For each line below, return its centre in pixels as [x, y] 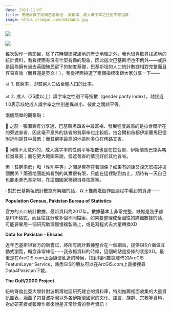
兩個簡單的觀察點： [26, 115]
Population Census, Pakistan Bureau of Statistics [58, 201]
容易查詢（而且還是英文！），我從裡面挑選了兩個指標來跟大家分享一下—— [83, 73]
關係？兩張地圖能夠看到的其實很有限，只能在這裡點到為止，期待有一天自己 [88, 173]
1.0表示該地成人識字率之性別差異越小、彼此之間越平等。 [64, 104]
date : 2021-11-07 [24, 10]
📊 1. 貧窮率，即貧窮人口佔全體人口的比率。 [51, 84]
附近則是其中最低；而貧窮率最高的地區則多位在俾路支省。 [66, 139]
